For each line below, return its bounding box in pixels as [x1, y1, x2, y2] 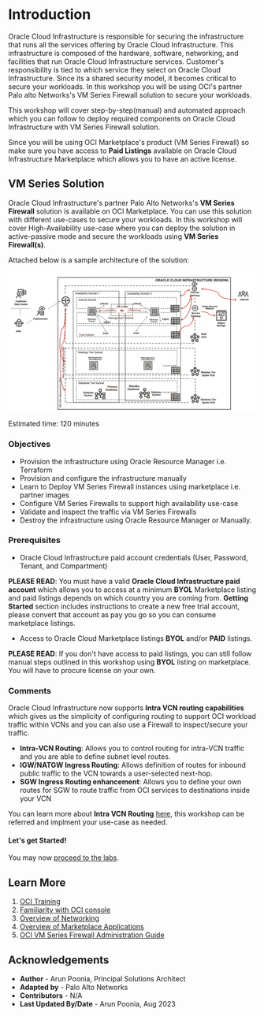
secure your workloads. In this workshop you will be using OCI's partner [8, 81, 243, 91]
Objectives [8, 439, 51, 450]
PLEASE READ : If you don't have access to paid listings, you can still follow [8, 649, 252, 658]
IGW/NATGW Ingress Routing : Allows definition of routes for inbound [19, 761, 247, 770]
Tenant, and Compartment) [19, 561, 108, 571]
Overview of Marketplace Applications [19, 922, 144, 932]
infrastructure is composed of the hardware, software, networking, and [8, 48, 239, 58]
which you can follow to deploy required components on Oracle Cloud [8, 114, 236, 123]
